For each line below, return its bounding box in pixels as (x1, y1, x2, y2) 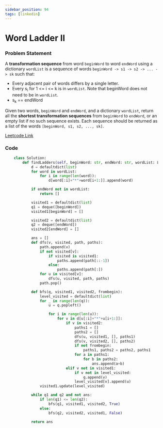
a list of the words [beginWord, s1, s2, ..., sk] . (5, 123, 104, 129)
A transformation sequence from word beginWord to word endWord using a (5, 61, 153, 66)
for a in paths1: (74, 352, 110, 357)
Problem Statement (5, 49, 52, 56)
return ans (31, 419, 53, 424)
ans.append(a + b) (92, 361, 125, 366)
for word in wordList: (31, 169, 77, 174)
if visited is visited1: (48, 254, 98, 258)
